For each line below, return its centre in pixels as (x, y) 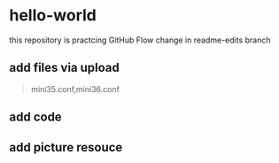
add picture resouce (66, 147)
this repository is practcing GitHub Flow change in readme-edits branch (140, 40)
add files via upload (64, 68)
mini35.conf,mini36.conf (75, 89)
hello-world (53, 16)
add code (35, 117)
